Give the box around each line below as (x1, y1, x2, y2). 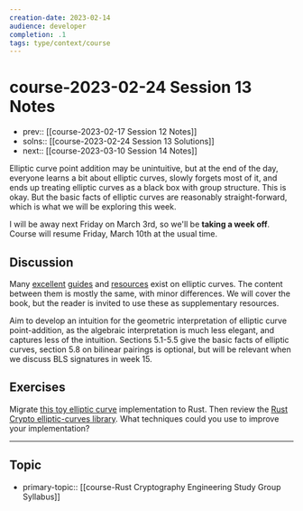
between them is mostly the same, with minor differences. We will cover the (9, 288, 291, 299)
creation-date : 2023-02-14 (9, 13, 111, 23)
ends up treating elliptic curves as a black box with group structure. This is (9, 182, 287, 193)
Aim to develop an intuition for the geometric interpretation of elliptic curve (9, 315, 287, 326)
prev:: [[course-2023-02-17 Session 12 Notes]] (22, 126, 197, 137)
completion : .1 (9, 30, 67, 39)
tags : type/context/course (9, 38, 111, 48)
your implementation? (9, 423, 90, 433)
